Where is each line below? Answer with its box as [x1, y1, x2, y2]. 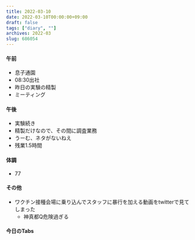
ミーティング [14, 91, 46, 98]
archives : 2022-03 [6, 31, 51, 36]
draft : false [6, 19, 38, 25]
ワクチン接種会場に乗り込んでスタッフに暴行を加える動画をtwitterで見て [14, 198, 190, 205]
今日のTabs [6, 228, 34, 235]
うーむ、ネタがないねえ [14, 135, 72, 142]
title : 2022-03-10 [6, 8, 51, 15]
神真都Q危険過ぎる [23, 213, 69, 220]
